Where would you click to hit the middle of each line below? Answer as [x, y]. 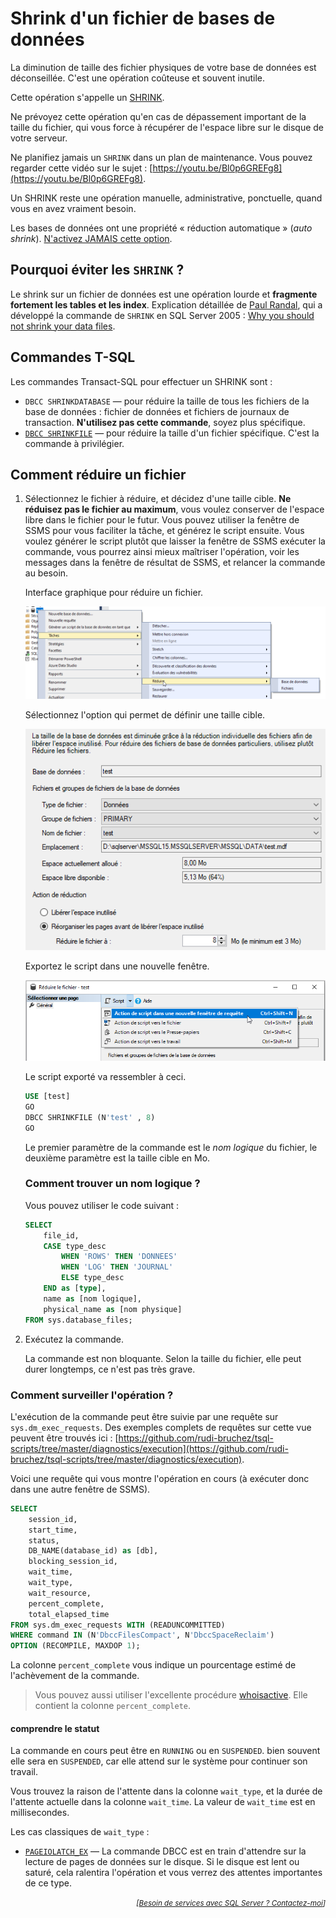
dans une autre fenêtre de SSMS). [80, 1489]
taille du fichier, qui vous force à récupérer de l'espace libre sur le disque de [167, 127]
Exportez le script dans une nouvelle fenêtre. [117, 966]
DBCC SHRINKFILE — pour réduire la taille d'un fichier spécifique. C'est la [172, 433]
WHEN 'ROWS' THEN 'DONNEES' [119, 1257]
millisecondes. [40, 1813]
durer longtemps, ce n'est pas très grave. [110, 1369]
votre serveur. [39, 138]
